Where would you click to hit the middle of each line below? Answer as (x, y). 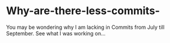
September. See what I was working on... (56, 33)
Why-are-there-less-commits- (83, 11)
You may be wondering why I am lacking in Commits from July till (85, 27)
